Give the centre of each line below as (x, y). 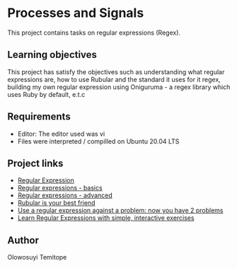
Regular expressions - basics (60, 188)
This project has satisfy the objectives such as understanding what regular (116, 71)
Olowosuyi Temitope (37, 257)
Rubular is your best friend (56, 203)
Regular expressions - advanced (65, 195)
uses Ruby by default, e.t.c (46, 94)
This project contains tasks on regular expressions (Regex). (94, 33)
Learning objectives (52, 55)
